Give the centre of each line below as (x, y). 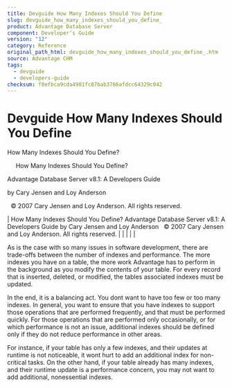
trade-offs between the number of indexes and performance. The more (109, 255)
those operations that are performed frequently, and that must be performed (116, 313)
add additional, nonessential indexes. (60, 377)
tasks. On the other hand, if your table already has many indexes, (121, 362)
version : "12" (28, 39)
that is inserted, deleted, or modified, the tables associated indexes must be (115, 277)
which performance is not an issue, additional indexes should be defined (111, 327)
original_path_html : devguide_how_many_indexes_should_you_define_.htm (113, 53)
